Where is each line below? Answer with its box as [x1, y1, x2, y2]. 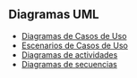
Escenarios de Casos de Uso [21, 40, 129, 51]
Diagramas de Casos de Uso [21, 30, 127, 41]
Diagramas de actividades [21, 49, 118, 60]
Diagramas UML [8, 7, 99, 22]
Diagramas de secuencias [21, 58, 117, 69]
